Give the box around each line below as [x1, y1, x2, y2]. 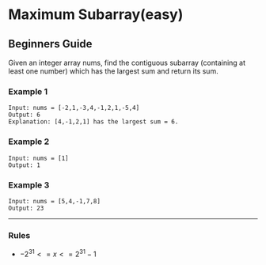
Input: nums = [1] [8, 154, 69, 162]
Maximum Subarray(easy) [8, 6, 184, 24]
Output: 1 [8, 161, 41, 169]
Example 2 [8, 136, 50, 147]
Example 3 [8, 180, 50, 191]
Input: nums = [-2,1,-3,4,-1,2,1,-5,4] [8, 104, 140, 112]
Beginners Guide [8, 37, 93, 51]
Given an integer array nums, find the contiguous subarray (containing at [8, 58, 246, 67]
